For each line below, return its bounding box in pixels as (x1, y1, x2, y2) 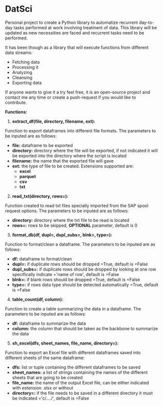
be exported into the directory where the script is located (12, 152, 127, 159)
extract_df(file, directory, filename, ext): (12, 118, 95, 124)
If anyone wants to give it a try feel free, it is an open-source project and (5, 89, 150, 95)
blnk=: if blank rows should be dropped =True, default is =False (12, 277, 140, 282)
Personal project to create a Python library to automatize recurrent (5, 19, 138, 25)
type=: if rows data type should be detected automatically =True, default (12, 281, 159, 288)
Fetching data (12, 59, 40, 65)
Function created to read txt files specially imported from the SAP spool (5, 203, 148, 208)
